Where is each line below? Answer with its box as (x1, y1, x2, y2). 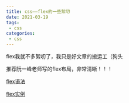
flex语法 (6, 78, 26, 85)
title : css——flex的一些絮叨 (6, 8, 70, 15)
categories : (6, 31, 35, 36)
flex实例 (6, 91, 26, 97)
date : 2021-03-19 (6, 14, 49, 20)
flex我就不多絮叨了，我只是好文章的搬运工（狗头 (6, 53, 123, 59)
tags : (6, 19, 19, 25)
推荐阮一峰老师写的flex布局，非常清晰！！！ (6, 65, 113, 72)
